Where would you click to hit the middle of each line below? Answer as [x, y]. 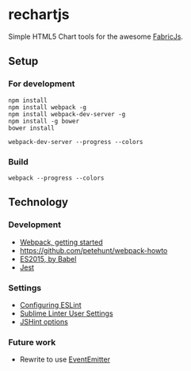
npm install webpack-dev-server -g [67, 114]
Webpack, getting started [61, 242]
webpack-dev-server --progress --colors [76, 142]
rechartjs [39, 15]
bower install [32, 128]
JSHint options [44, 321]
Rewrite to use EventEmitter [65, 360]
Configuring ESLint [50, 305]
